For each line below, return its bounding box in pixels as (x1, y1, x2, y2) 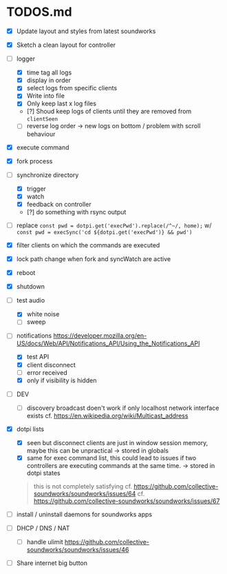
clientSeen (26, 116, 58, 123)
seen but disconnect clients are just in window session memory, (26, 438, 208, 447)
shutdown (16, 283, 45, 291)
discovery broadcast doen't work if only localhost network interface (26, 404, 219, 412)
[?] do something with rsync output (26, 207, 127, 216)
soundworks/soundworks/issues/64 (33, 490, 136, 498)
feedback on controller (26, 200, 91, 208)
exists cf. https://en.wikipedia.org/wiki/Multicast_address (26, 411, 188, 420)
